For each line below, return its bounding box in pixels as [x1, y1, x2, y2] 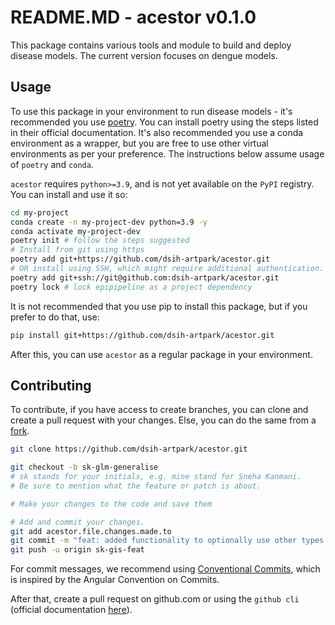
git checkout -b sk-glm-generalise [10, 462, 159, 473]
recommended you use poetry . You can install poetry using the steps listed [10, 116, 319, 128]
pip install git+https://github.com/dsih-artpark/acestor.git [10, 330, 275, 340]
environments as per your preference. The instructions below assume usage [10, 147, 325, 160]
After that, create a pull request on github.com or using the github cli [10, 593, 300, 605]
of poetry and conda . [10, 158, 94, 170]
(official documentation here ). [10, 604, 133, 616]
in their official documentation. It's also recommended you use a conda [10, 126, 304, 138]
